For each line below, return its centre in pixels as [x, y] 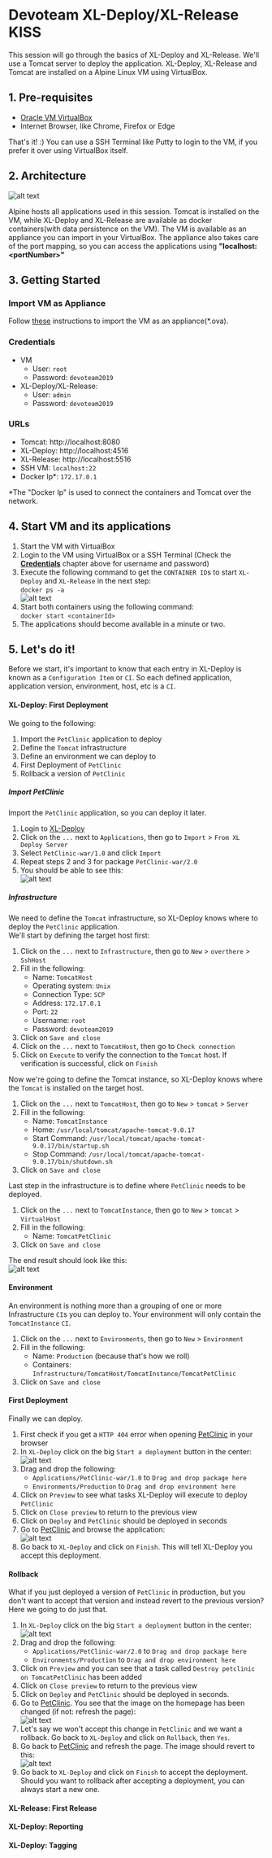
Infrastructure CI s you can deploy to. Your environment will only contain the [135, 1314]
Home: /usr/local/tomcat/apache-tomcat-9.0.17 [113, 1130]
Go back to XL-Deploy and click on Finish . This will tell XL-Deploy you [136, 1547]
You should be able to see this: [71, 870]
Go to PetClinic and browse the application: [93, 1530]
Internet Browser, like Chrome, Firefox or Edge [97, 126]
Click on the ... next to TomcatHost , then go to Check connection [127, 1046]
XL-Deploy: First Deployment [58, 705]
